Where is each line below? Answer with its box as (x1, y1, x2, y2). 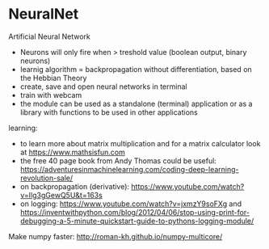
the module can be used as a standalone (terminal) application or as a (19, 99, 253, 108)
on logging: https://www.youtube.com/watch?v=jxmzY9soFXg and (19, 199, 242, 209)
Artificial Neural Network (8, 32, 90, 41)
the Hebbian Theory (19, 73, 87, 82)
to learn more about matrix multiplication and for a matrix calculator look (19, 138, 261, 148)
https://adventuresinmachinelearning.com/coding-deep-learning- (19, 164, 240, 174)
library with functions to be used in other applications (19, 107, 198, 117)
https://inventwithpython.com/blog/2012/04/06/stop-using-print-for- (19, 207, 250, 217)
